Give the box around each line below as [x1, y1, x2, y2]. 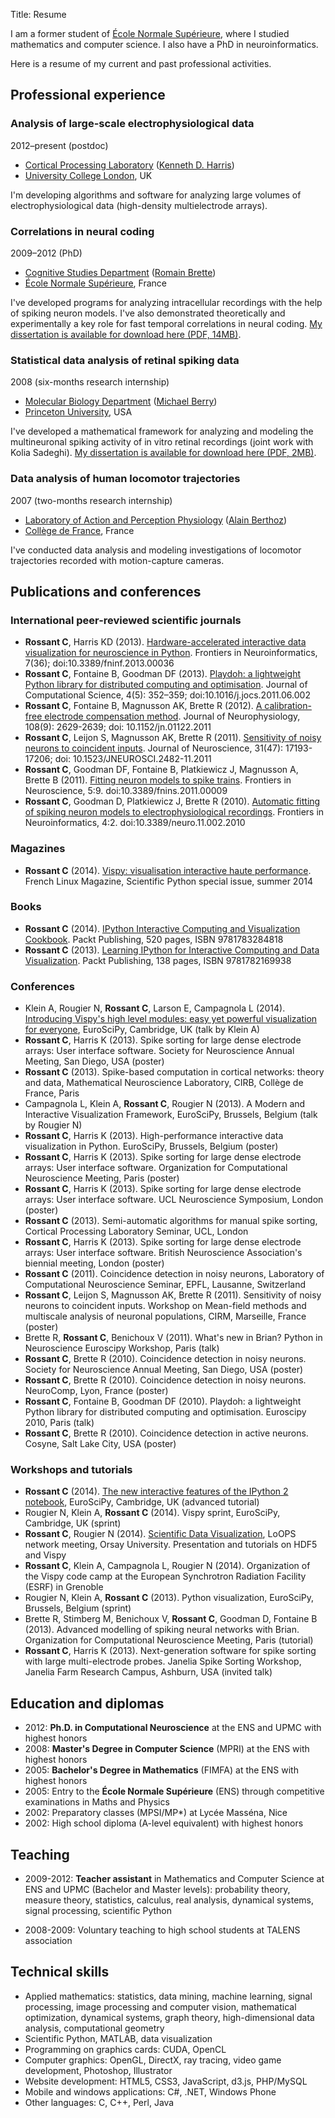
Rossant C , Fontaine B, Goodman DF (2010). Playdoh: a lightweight [24, 1395, 302, 1408]
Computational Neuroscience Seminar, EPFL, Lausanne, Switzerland [24, 1279, 307, 1291]
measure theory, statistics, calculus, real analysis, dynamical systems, [24, 1894, 314, 1906]
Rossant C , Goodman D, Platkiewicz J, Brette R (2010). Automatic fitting [24, 795, 321, 808]
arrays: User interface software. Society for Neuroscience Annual [24, 1045, 295, 1057]
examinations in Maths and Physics [24, 1796, 170, 1808]
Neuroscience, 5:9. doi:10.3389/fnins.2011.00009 [24, 785, 228, 797]
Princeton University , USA [24, 406, 133, 418]
